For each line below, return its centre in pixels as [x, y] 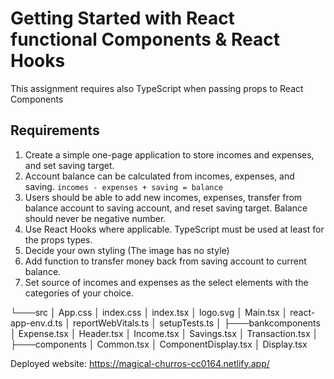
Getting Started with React [122, 18]
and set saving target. [69, 165]
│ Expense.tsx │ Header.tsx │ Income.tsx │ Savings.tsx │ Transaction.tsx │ [164, 333]
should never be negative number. [95, 218]
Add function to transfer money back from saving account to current [165, 261]
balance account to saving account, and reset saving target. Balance [166, 208]
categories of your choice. [79, 293]
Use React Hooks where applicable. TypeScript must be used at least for [174, 229]
